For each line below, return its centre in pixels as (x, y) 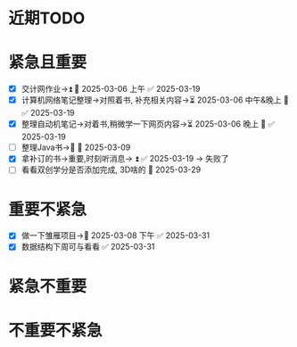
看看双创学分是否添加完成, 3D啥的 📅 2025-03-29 (111, 169)
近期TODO (47, 18)
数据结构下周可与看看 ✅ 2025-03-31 (88, 247)
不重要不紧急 (56, 330)
